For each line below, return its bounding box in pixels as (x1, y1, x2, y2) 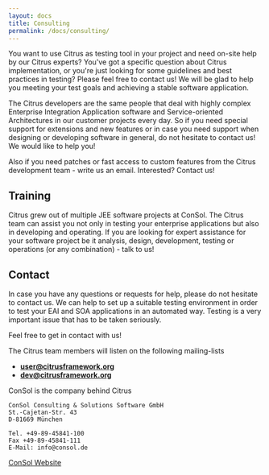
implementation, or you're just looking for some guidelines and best (8, 66, 232, 76)
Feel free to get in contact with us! (8, 331, 122, 340)
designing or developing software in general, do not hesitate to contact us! (8, 133, 256, 142)
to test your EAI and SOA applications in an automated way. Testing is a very (8, 307, 262, 316)
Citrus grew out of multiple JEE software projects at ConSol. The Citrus (8, 210, 244, 220)
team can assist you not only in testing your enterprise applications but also (8, 219, 259, 229)
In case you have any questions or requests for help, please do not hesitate (8, 289, 259, 299)
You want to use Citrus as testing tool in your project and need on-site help (8, 49, 258, 59)
